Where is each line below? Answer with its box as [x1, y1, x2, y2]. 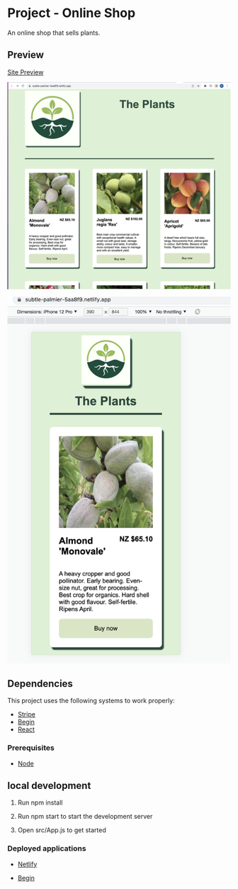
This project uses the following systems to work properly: [7, 697, 175, 705]
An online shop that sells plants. [7, 28, 101, 37]
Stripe [17, 710, 35, 719]
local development [7, 779, 91, 792]
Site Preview [7, 67, 44, 76]
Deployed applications [7, 844, 86, 854]
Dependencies [7, 678, 73, 690]
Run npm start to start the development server [17, 812, 153, 821]
